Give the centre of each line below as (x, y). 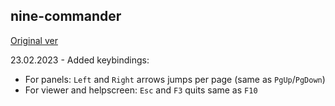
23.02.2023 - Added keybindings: (80, 60)
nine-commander (66, 16)
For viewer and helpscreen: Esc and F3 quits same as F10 (141, 90)
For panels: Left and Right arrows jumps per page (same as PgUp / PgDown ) (175, 79)
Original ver (34, 40)
